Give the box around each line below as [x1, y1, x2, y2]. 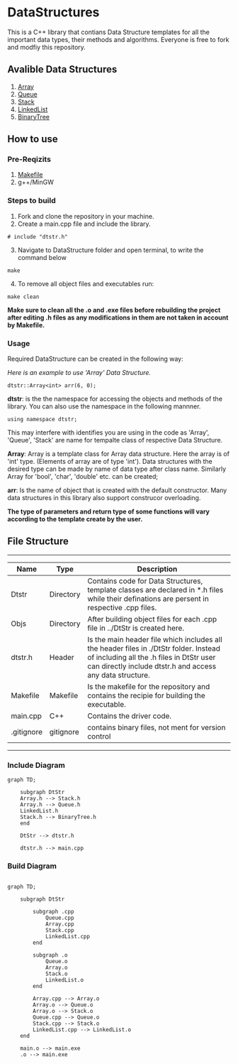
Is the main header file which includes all [87, 634, 223, 644]
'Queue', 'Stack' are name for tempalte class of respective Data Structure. [7, 436, 223, 445]
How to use [7, 133, 58, 146]
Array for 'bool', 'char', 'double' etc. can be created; [7, 472, 158, 481]
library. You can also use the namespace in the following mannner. [7, 402, 201, 411]
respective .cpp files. [87, 602, 157, 612]
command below [17, 253, 67, 261]
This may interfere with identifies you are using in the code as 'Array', [7, 428, 210, 437]
